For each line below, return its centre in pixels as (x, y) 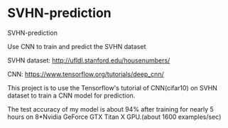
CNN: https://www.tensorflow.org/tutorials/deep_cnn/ (86, 74)
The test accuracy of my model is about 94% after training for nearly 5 (111, 109)
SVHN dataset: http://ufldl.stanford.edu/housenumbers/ (89, 60)
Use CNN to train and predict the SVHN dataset (77, 46)
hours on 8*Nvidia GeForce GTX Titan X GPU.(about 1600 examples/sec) (114, 117)
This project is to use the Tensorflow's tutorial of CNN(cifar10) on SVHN (113, 87)
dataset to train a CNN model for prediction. (71, 95)
